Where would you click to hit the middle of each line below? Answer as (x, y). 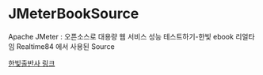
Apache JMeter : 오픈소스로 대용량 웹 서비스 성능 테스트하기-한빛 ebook (121, 36)
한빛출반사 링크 (32, 63)
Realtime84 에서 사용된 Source (65, 46)
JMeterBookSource (74, 14)
